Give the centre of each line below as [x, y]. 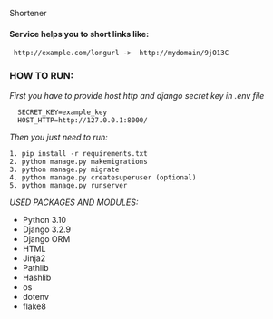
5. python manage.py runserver [68, 185]
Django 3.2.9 [46, 229]
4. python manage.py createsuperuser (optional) [103, 177]
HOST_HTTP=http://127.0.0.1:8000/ [83, 120]
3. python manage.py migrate [64, 169]
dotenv [36, 296]
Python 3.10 [44, 219]
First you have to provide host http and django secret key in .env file [137, 95]
